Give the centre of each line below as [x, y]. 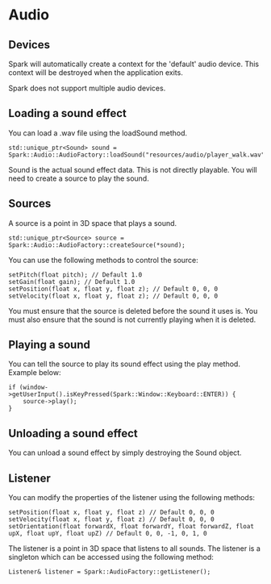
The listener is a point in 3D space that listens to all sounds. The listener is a [134, 549]
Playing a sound [49, 345]
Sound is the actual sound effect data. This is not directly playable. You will [133, 169]
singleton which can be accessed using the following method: [111, 557]
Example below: [35, 373]
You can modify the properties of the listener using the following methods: [132, 498]
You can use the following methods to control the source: [104, 260]
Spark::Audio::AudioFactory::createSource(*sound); [97, 245]
